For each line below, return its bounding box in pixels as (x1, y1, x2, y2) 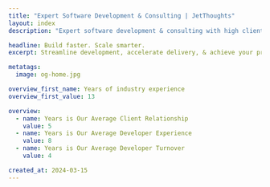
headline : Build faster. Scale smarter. (8, 41, 146, 49)
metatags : (8, 63, 42, 71)
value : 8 (22, 137, 52, 145)
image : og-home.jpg (15, 71, 81, 79)
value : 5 (22, 122, 52, 130)
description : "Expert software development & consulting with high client (8, 26, 264, 35)
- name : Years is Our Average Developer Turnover (15, 144, 185, 152)
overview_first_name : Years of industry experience (8, 85, 185, 93)
